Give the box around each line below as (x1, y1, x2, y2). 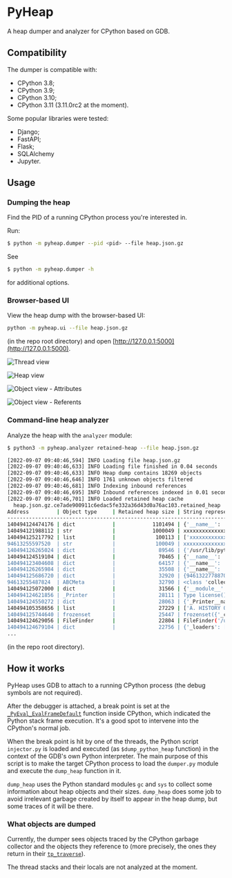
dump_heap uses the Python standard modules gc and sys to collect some (7, 780, 213, 788)
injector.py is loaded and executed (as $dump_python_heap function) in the (7, 744, 219, 753)
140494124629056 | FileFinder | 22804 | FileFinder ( (7, 618, 217, 624)
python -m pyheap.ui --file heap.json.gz (7, 325, 128, 332)
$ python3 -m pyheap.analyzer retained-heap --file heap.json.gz (7, 444, 199, 451)
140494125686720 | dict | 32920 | (7, 573, 181, 580)
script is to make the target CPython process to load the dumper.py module (7, 759, 219, 767)
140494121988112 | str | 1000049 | (7, 528, 181, 535)
